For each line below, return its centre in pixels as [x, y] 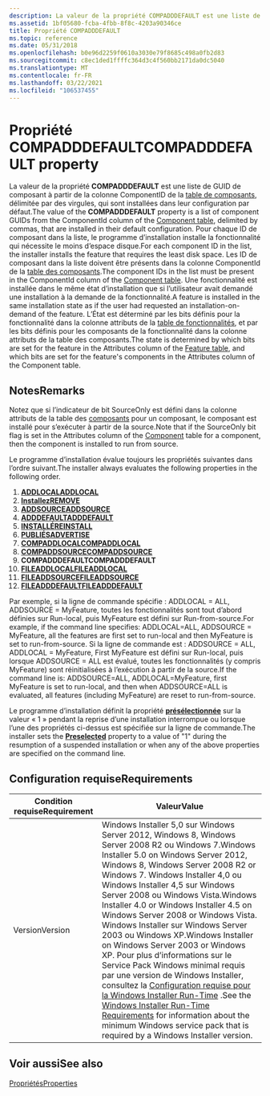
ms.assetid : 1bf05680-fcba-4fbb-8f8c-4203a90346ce [95, 23]
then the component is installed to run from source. [94, 444]
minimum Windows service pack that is [175, 1025]
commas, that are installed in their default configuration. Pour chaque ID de [133, 229]
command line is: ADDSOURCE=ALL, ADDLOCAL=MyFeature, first [118, 678]
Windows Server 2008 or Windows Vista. [179, 915]
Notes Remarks [47, 390]
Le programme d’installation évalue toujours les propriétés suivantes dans [131, 460]
